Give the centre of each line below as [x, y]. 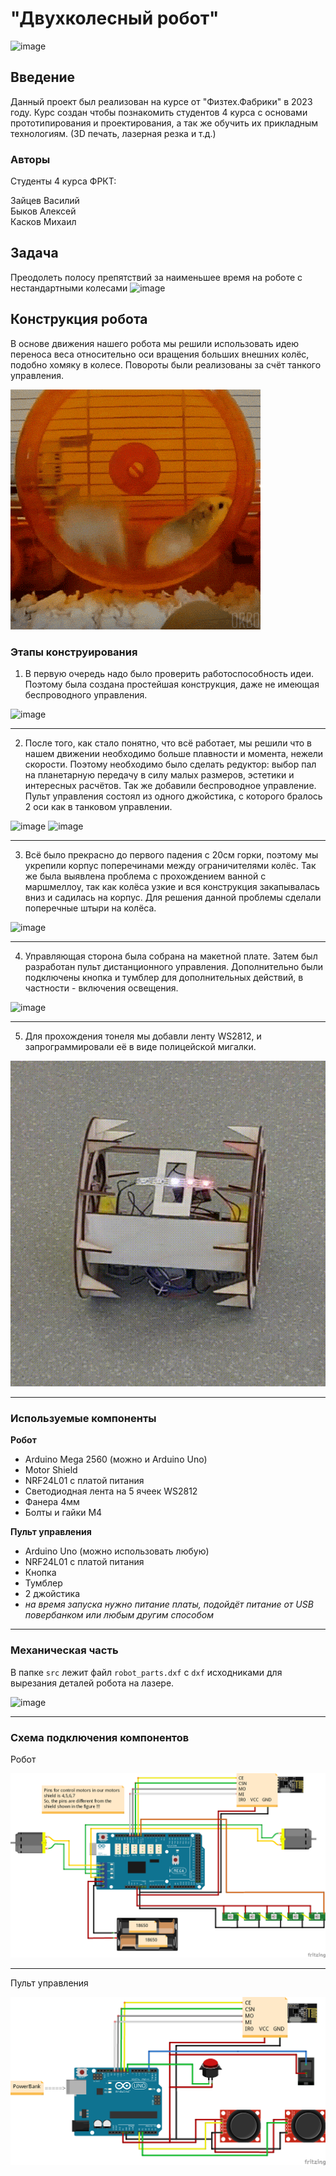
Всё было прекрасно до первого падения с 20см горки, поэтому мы [171, 854]
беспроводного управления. [86, 694]
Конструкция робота [79, 319]
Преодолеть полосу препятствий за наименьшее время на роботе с [156, 277]
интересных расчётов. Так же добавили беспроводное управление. [170, 785]
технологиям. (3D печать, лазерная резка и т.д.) [113, 133]
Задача [34, 253]
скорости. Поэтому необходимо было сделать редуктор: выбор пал [170, 764]
